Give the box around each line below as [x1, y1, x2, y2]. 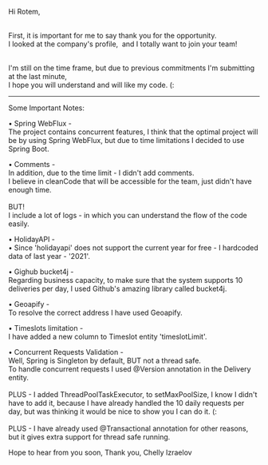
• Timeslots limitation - [8, 324, 84, 332]
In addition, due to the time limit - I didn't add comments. [8, 168, 195, 177]
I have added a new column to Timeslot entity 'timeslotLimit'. [8, 332, 207, 341]
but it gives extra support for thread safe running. [8, 432, 171, 442]
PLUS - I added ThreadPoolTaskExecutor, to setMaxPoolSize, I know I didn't [8, 390, 258, 399]
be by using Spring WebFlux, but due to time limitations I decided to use [8, 136, 245, 145]
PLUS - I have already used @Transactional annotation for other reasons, [8, 423, 249, 433]
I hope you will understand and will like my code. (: [8, 80, 175, 89]
